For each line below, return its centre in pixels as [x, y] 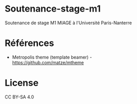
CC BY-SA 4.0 [19, 97]
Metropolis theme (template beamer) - [52, 57]
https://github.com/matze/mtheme [48, 62]
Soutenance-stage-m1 [53, 9]
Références [29, 43]
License [22, 83]
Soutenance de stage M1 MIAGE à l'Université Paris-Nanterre [68, 23]
